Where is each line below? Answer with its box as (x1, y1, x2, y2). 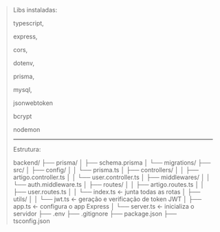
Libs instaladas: (12, 6, 58, 14)
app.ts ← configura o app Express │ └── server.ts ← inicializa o (12, 202, 195, 210)
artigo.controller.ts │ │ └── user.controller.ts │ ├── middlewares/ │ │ (12, 173, 210, 181)
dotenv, (12, 59, 35, 67)
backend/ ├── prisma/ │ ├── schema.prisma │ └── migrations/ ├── (12, 159, 211, 167)
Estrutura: (12, 146, 41, 153)
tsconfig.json (12, 217, 50, 225)
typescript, (12, 19, 44, 27)
